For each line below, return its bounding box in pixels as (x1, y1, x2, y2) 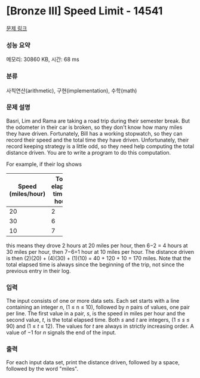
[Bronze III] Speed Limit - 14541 (6, 4, 163, 18)
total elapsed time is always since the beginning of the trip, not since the (6, 261, 184, 268)
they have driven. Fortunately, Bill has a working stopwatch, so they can (6, 130, 183, 137)
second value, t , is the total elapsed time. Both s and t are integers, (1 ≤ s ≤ (6, 316, 190, 324)
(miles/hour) (9, 189, 46, 198)
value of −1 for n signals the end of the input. (6, 329, 116, 336)
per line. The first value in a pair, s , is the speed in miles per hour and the (6, 310, 186, 317)
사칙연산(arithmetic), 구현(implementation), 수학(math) (6, 87, 137, 94)
